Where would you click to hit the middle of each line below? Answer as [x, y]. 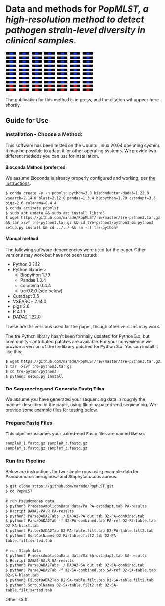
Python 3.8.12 [26, 264]
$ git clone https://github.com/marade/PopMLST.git [60, 486]
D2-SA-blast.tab [22, 575]
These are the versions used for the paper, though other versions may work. [83, 327]
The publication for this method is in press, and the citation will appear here [82, 99]
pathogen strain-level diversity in [76, 30]
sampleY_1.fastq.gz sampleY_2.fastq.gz [47, 448]
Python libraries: [29, 270]
